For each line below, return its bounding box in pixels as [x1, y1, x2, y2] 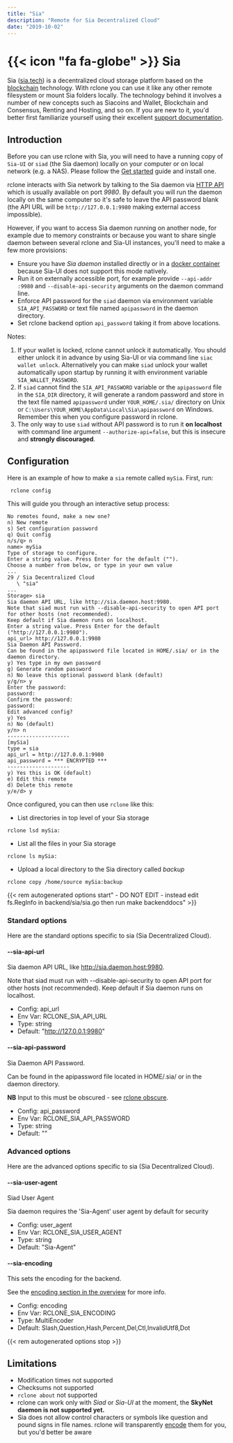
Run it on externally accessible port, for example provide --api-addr [17, 274, 213, 283]
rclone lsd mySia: [7, 827, 61, 834]
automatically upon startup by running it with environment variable [17, 368, 208, 377]
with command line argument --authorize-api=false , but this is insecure [17, 427, 226, 436]
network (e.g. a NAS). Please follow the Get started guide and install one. [7, 167, 217, 175]
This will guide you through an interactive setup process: [7, 499, 170, 508]
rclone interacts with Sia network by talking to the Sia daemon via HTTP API [7, 181, 225, 189]
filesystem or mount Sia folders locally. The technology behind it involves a [7, 91, 222, 100]
